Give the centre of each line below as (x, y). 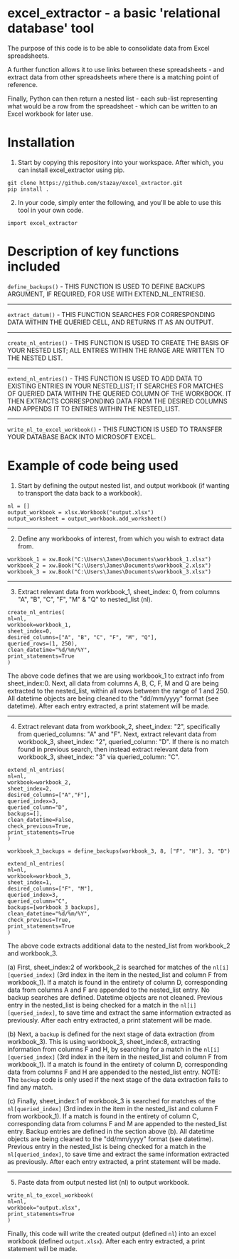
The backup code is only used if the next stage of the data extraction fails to (118, 1079)
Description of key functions (93, 252)
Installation (41, 142)
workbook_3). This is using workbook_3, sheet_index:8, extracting (104, 1041)
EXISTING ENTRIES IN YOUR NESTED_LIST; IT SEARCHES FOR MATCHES (116, 386)
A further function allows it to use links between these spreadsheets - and (116, 69)
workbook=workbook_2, (39, 782)
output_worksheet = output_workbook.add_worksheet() (87, 518)
